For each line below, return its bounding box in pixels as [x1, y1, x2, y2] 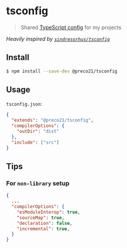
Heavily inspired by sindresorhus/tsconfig [6, 35, 110, 42]
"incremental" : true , [17, 225, 70, 232]
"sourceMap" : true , [17, 215, 65, 221]
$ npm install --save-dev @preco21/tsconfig [6, 68, 118, 74]
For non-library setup [6, 179, 70, 187]
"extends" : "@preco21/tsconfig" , [11, 117, 94, 123]
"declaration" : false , [17, 220, 73, 226]
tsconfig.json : [6, 100, 43, 107]
